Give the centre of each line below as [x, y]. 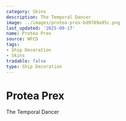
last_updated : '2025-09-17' [41, 28]
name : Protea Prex [29, 34]
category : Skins [26, 12]
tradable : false [26, 61]
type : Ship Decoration [34, 66]
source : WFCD [22, 39]
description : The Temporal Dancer [49, 17]
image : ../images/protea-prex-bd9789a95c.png [63, 22]
